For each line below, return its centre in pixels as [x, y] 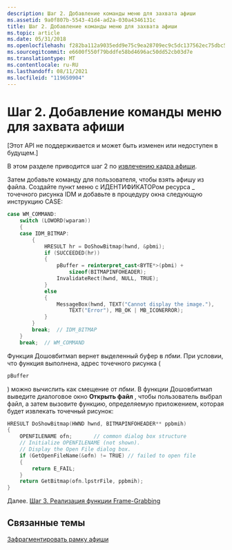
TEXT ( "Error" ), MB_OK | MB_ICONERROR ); [126, 311]
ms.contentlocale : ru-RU [43, 65]
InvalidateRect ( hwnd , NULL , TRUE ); [107, 279]
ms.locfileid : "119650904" [46, 78]
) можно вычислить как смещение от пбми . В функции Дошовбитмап [110, 389]
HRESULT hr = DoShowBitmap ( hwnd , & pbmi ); [105, 246]
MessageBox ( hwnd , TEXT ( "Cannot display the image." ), [135, 304]
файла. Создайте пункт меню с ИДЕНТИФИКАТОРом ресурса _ [101, 187]
